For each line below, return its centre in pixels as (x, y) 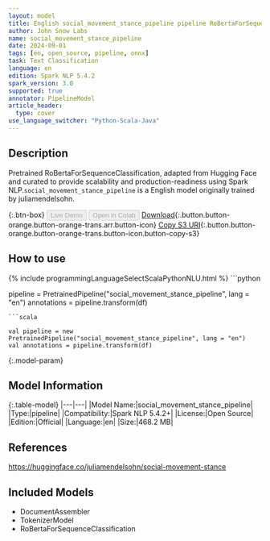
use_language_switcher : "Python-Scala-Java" (84, 121)
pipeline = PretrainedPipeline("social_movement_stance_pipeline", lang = (129, 293)
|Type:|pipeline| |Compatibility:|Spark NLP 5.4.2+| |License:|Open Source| (131, 414)
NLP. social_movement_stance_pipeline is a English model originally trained (131, 189)
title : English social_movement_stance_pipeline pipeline (107, 23)
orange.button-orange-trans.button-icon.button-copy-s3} (104, 233)
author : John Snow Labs (48, 31)
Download (158, 214)
